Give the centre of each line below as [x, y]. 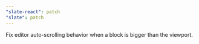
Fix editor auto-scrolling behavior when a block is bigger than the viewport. [99, 34]
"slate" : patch [25, 17]
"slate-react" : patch [33, 12]
